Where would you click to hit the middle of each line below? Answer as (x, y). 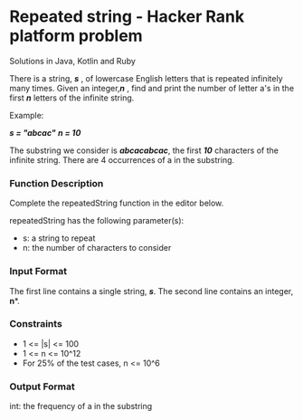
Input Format (38, 272)
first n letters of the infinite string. (72, 98)
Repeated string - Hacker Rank (127, 17)
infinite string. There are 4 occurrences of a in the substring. (122, 159)
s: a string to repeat (59, 238)
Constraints (36, 324)
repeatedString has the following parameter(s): (97, 221)
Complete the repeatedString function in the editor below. (117, 203)
